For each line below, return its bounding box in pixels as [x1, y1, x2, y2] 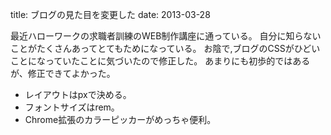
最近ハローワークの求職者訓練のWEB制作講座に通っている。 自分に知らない [10, 30, 322, 42]
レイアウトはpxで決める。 [24, 89, 132, 100]
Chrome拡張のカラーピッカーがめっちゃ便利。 [24, 114, 217, 125]
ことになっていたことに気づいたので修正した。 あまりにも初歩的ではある [10, 55, 311, 67]
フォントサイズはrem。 [24, 101, 120, 113]
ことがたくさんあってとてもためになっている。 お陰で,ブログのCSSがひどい [10, 43, 321, 54]
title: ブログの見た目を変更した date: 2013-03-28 [10, 9, 211, 20]
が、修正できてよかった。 [10, 68, 116, 79]
